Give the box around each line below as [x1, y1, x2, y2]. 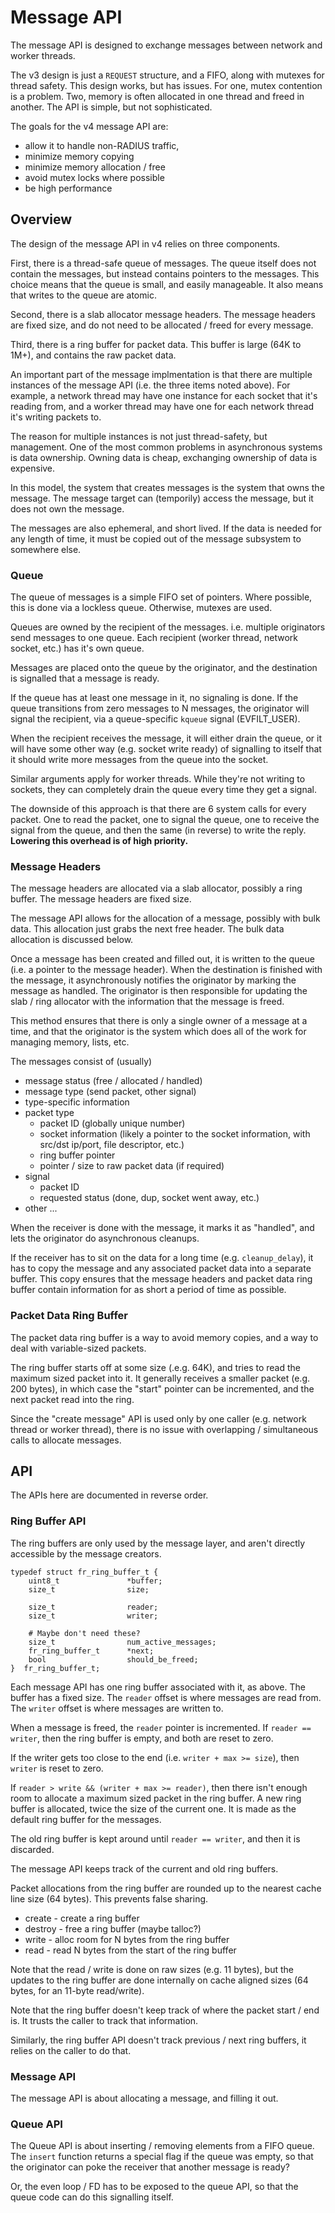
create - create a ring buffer [24, 1912, 140, 1924]
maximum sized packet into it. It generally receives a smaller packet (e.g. [10, 1372, 311, 1384]
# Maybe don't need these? [28, 1628, 141, 1638]
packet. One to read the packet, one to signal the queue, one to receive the [10, 814, 320, 826]
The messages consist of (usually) [10, 1056, 153, 1068]
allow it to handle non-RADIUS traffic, [24, 139, 180, 151]
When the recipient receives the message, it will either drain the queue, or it [10, 732, 322, 745]
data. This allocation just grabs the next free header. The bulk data [10, 923, 285, 935]
